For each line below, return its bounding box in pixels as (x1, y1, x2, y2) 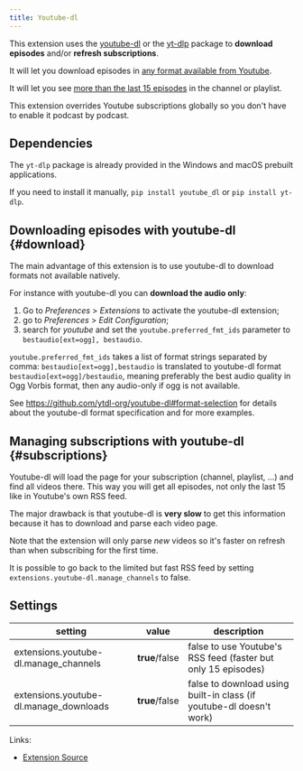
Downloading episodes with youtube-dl (9, 222, 236, 237)
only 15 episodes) (188, 663, 265, 675)
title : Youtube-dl (9, 13, 78, 23)
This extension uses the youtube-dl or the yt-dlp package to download (9, 38, 273, 49)
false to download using (188, 677, 289, 690)
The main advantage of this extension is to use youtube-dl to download (9, 261, 274, 272)
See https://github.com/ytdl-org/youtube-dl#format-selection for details (9, 398, 278, 409)
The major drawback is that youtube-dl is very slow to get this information (9, 508, 286, 519)
